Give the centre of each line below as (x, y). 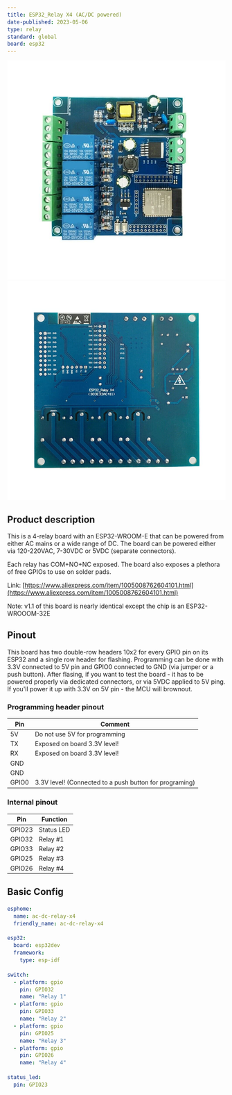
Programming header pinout (56, 707)
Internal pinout (33, 802)
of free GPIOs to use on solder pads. (60, 571)
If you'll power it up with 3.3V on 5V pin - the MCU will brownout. (100, 689)
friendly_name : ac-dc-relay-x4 (59, 923)
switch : (18, 975)
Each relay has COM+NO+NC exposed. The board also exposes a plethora (114, 564)
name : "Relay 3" (43, 1041)
